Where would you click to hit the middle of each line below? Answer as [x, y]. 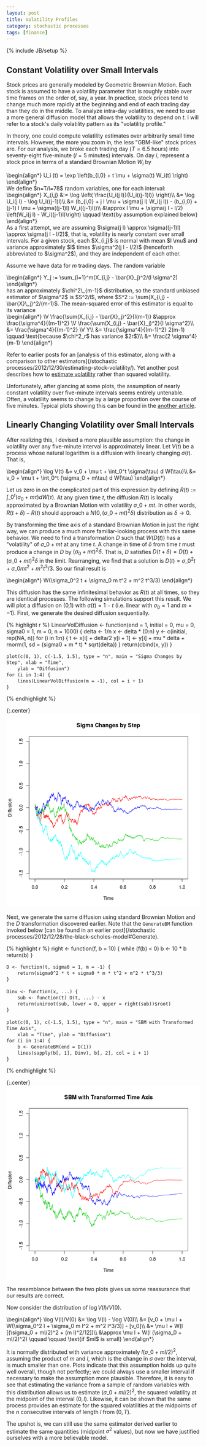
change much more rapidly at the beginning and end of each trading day [98, 104]
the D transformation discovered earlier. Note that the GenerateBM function [100, 924]
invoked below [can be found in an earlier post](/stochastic [81, 930]
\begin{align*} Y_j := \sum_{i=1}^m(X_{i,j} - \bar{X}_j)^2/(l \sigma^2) [92, 277]
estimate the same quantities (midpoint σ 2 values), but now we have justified [103, 1431]
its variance [21, 310]
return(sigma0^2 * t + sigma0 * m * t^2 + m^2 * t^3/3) [90, 974]
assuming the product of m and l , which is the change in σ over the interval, [102, 1358]
